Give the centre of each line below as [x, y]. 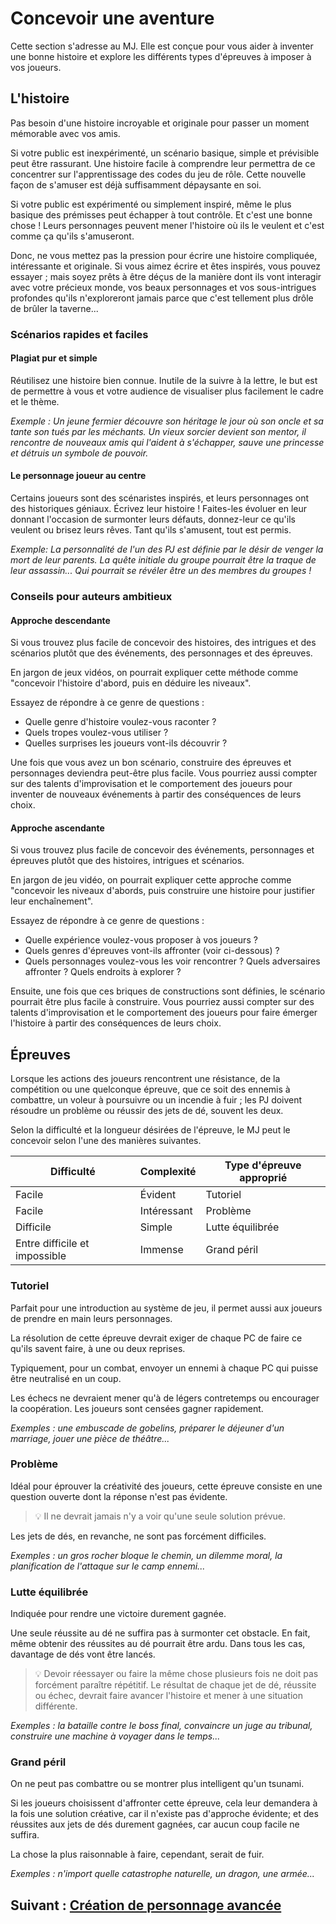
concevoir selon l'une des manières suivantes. [106, 1141]
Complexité [168, 1172]
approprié [263, 1178]
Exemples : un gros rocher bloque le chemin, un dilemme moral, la [146, 1555]
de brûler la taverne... [54, 308]
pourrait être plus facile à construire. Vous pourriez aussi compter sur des [162, 1002]
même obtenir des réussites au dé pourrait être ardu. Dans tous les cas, [158, 1644]
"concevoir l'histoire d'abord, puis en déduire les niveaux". [131, 683]
